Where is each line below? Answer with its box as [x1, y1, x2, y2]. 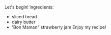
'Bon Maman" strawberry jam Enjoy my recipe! [11, 24, 106, 30]
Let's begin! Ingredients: [4, 4, 54, 10]
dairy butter [11, 19, 36, 25]
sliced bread [11, 14, 37, 19]
